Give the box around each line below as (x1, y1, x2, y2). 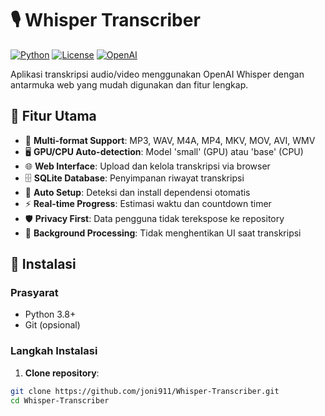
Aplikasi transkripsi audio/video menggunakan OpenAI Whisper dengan (10, 68, 305, 80)
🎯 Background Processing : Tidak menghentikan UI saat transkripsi (24, 227, 302, 239)
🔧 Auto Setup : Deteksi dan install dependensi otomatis (24, 186, 251, 198)
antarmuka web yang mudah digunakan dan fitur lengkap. (10, 78, 249, 91)
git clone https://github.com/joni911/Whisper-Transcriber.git (10, 386, 280, 396)
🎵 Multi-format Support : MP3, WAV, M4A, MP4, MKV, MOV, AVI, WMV (24, 134, 316, 146)
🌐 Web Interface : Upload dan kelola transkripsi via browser (24, 160, 271, 172)
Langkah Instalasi (10, 344, 98, 358)
